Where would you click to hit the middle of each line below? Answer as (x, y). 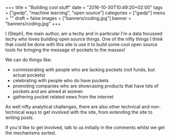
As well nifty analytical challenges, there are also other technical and (77, 107)
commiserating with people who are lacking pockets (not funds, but (84, 69)
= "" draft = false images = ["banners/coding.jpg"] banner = (68, 18)
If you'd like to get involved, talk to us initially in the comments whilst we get (85, 127)
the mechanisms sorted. (31, 133)
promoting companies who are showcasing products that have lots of (86, 86)
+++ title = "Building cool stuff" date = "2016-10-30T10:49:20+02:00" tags (84, 7)
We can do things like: (29, 60)
